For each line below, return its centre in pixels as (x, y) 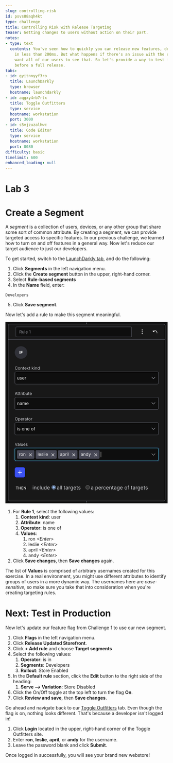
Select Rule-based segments (44, 280)
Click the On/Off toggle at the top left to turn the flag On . (73, 692)
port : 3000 (22, 119)
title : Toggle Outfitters (38, 103)
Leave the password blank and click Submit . (60, 745)
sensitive (15, 587)
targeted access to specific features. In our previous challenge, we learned (85, 238)
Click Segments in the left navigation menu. (59, 269)
